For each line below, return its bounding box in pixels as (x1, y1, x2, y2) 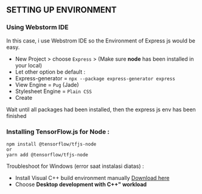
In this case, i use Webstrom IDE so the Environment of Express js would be (6, 36, 196, 44)
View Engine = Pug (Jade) (15, 81, 79, 88)
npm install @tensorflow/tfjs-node (6, 141, 97, 147)
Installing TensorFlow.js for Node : (6, 127, 110, 136)
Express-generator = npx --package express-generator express (15, 74, 175, 81)
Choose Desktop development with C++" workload (15, 181, 147, 188)
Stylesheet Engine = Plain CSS (15, 88, 92, 95)
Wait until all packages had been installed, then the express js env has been (6, 106, 196, 113)
